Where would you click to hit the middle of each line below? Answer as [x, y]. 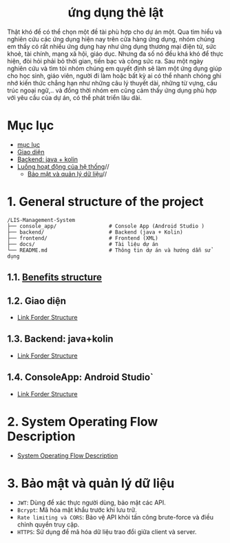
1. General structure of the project [105, 202]
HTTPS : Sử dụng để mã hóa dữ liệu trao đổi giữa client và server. [107, 531]
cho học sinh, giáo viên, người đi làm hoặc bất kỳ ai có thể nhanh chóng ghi [114, 75]
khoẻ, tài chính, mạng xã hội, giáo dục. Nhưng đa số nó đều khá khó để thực [115, 54]
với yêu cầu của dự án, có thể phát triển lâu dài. [75, 97]
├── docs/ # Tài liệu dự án [83, 244]
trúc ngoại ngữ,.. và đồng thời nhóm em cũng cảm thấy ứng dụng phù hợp [112, 90]
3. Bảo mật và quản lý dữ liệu [91, 483]
